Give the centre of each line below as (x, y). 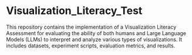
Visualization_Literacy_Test (74, 11)
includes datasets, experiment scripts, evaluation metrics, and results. (91, 46)
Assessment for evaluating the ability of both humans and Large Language (96, 33)
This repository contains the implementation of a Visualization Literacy (91, 27)
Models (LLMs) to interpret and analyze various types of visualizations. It (94, 39)
